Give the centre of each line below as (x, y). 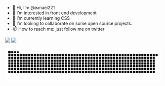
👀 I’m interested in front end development (55, 13)
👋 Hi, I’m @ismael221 (34, 8)
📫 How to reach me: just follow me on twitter (58, 29)
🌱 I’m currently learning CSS (41, 18)
